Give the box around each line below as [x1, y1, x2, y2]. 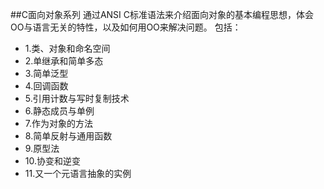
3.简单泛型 [24, 68, 69, 79]
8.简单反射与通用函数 [24, 130, 113, 142]
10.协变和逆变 [24, 155, 82, 167]
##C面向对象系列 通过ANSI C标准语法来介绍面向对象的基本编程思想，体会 [10, 9, 315, 20]
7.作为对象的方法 [24, 118, 94, 129]
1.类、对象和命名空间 [24, 43, 111, 54]
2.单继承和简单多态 [24, 55, 104, 67]
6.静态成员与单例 [24, 105, 95, 117]
